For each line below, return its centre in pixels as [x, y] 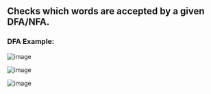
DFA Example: [31, 42]
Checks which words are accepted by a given [106, 11]
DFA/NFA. [28, 22]
